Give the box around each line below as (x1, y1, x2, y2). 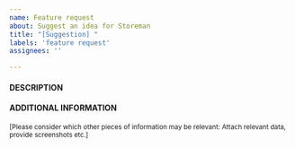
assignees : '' (9, 47, 63, 56)
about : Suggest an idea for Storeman (9, 22, 151, 30)
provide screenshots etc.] (9, 130, 89, 139)
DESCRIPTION (9, 82, 64, 92)
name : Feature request (9, 13, 94, 22)
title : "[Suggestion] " (9, 30, 99, 39)
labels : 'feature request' (9, 38, 111, 48)
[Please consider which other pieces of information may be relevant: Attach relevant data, (9, 122, 286, 131)
